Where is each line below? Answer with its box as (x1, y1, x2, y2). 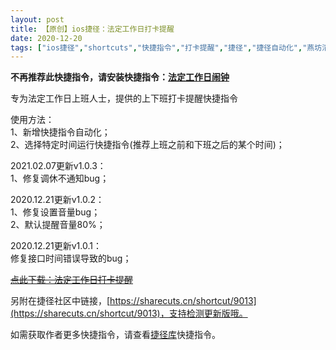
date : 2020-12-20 (10, 33, 83, 43)
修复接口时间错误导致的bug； (10, 252, 132, 265)
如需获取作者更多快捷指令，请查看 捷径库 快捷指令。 (10, 329, 221, 341)
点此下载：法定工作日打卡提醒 (10, 274, 133, 286)
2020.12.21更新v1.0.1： (10, 240, 102, 252)
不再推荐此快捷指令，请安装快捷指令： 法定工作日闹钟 (10, 71, 230, 83)
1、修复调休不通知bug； (10, 172, 110, 185)
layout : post (10, 14, 65, 25)
